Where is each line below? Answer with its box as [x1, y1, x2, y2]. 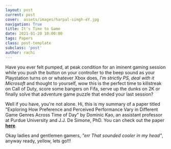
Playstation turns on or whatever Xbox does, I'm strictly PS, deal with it [5, 75, 155, 81]
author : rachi [5, 50, 36, 55]
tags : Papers [5, 36, 33, 41]
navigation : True [5, 21, 42, 27]
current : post [5, 12, 36, 17]
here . [5, 123, 17, 129]
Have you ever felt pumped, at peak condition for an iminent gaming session [5, 64, 166, 70]
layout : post [5, 7, 33, 13]
